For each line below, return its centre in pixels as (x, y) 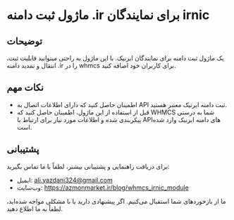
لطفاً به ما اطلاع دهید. (35, 209)
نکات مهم (25, 88)
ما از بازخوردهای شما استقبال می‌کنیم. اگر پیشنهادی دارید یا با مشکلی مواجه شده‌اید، (116, 201)
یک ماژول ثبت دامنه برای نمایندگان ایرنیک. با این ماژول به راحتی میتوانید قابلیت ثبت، (115, 58)
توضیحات (25, 41)
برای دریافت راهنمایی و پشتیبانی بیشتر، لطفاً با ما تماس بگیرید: (88, 166)
